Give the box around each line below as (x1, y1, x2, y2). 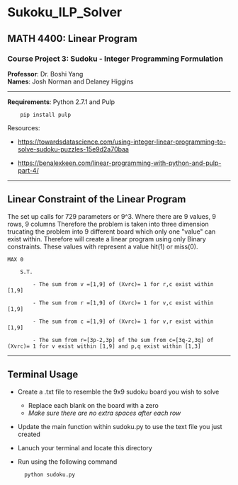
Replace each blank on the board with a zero (28, 401, 159, 409)
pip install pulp (20, 111, 72, 118)
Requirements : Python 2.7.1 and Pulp (7, 97, 115, 106)
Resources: (7, 123, 40, 132)
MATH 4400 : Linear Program (7, 33, 138, 45)
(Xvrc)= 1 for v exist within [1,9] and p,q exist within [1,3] (7, 343, 201, 350)
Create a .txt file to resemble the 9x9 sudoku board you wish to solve (17, 387, 220, 396)
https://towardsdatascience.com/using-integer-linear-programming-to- (17, 137, 227, 146)
